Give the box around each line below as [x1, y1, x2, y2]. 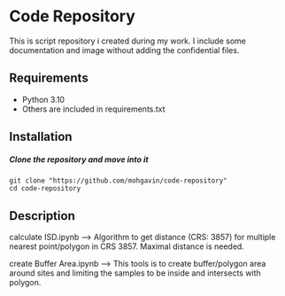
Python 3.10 [21, 94, 65, 105]
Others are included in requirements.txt [21, 104, 166, 114]
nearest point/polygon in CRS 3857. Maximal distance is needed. [9, 241, 245, 252]
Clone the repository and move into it [9, 153, 149, 165]
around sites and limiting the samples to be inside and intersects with [9, 268, 261, 278]
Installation [9, 129, 73, 144]
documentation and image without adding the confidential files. [9, 44, 240, 55]
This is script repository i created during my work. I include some [9, 35, 246, 46]
